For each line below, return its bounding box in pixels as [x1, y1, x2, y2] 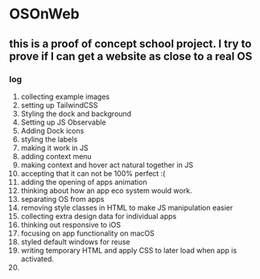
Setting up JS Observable [20, 117, 107, 127]
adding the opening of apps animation [20, 177, 147, 187]
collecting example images [20, 92, 110, 101]
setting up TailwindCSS [20, 100, 99, 109]
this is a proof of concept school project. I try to [9, 37, 252, 51]
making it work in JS [20, 142, 89, 153]
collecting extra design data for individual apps [20, 211, 177, 221]
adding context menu [20, 151, 92, 161]
